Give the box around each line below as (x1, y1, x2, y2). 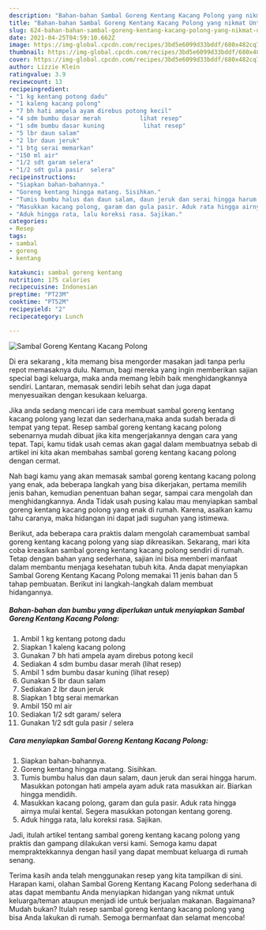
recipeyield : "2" (9, 305, 66, 313)
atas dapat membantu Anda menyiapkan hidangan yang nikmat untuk (9, 887, 235, 897)
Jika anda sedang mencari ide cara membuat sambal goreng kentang (9, 405, 235, 415)
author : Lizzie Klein (9, 63, 81, 71)
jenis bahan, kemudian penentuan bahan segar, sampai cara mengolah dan (9, 488, 253, 497)
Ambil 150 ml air (20, 701, 73, 710)
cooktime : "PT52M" (9, 298, 69, 306)
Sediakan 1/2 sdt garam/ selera (20, 709, 122, 719)
